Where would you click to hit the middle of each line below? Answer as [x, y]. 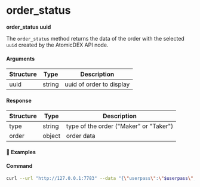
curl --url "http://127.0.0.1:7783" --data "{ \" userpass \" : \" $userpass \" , [101, 179]
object [52, 136]
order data [81, 136]
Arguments [21, 59]
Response [19, 100]
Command [19, 165]
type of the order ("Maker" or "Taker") [120, 126]
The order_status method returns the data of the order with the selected [96, 38]
